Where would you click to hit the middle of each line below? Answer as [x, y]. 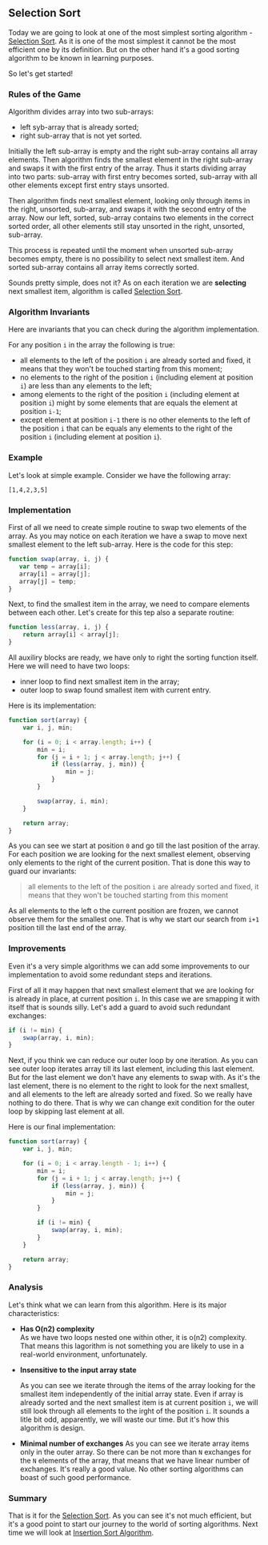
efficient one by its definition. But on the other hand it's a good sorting [124, 49]
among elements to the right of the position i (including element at [130, 395]
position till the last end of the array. [68, 928]
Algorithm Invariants [49, 312]
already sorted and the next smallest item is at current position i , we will [139, 1402]
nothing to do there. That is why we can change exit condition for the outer [132, 1103]
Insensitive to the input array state [78, 1370]
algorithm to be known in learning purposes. [81, 58]
